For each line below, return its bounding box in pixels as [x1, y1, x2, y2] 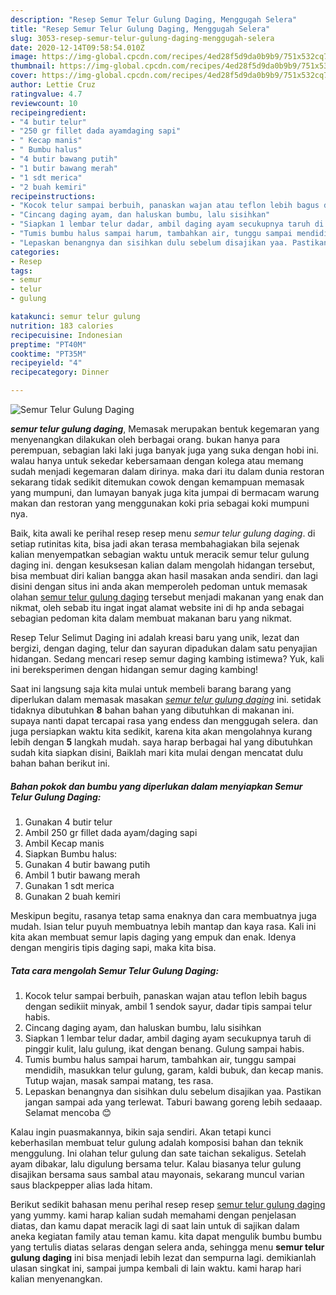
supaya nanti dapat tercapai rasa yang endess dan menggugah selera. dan [10, 715, 319, 726]
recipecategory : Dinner [10, 367, 110, 378]
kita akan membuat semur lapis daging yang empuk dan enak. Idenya [10, 931, 297, 943]
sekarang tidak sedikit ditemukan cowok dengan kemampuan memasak [10, 476, 305, 488]
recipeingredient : [10, 107, 87, 118]
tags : [10, 266, 33, 276]
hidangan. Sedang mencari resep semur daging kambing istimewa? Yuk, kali [10, 653, 325, 665]
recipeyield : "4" [10, 358, 83, 368]
